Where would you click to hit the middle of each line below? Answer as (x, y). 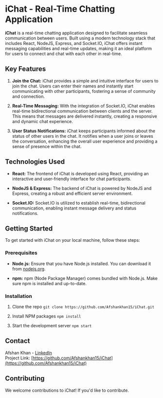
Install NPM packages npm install (46, 316)
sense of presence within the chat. (47, 146)
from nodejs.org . (29, 269)
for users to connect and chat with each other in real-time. (64, 53)
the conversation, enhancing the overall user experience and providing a (85, 141)
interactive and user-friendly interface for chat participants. (72, 179)
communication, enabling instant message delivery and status (74, 208)
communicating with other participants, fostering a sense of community (84, 91)
